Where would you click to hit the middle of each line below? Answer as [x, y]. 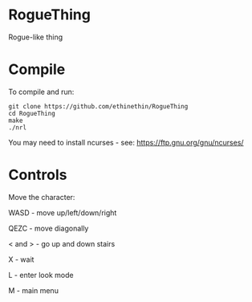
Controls [38, 175]
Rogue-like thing [36, 37]
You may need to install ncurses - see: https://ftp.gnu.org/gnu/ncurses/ [126, 142]
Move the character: [42, 197]
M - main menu [33, 290]
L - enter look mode [41, 275]
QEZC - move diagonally [49, 228]
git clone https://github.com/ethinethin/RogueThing [98, 106]
